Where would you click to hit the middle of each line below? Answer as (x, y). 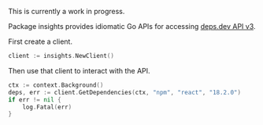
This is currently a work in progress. (67, 11)
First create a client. (41, 41)
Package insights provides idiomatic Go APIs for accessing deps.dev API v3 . (132, 26)
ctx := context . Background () (56, 85)
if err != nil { (35, 100)
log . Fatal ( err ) (47, 107)
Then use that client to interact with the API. (80, 70)
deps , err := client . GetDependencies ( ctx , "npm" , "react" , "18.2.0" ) (125, 92)
